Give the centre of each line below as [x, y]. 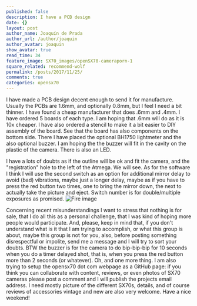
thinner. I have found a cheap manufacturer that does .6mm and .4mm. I [93, 112]
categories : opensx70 [33, 83]
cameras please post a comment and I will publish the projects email [89, 279]
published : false [27, 11]
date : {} [17, 22]
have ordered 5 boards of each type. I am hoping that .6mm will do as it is [95, 118]
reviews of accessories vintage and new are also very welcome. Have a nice [98, 292]
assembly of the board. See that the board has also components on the [92, 131]
